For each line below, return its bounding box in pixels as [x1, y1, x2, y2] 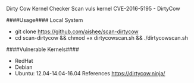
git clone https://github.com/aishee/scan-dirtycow [14, 28, 139, 35]
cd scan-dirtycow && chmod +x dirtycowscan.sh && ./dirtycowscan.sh [14, 34, 189, 41]
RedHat [14, 58, 34, 64]
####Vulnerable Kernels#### [6, 46, 79, 53]
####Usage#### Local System [6, 17, 83, 23]
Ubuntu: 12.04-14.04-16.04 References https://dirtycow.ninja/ [14, 70, 165, 76]
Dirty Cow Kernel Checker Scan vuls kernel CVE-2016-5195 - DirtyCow [6, 5, 180, 12]
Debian [14, 63, 33, 71]
